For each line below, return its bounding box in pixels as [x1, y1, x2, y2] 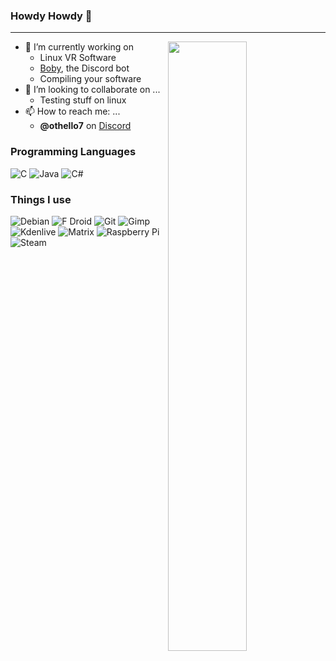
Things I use [10, 192, 72, 206]
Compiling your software [39, 73, 142, 85]
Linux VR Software [39, 52, 117, 64]
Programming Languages [10, 145, 137, 159]
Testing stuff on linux [39, 94, 127, 106]
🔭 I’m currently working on [24, 41, 134, 53]
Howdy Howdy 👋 [10, 9, 93, 23]
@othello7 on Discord [39, 120, 132, 132]
